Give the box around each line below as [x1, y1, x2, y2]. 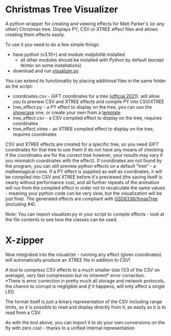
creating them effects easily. [5, 31, 66, 37]
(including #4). [5, 201, 37, 207]
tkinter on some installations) [20, 62, 82, 68]
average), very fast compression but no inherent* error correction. [5, 272, 145, 278]
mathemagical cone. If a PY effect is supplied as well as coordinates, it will [5, 168, 162, 174]
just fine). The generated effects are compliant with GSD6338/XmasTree [5, 195, 158, 202]
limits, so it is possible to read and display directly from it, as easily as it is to [5, 304, 166, 310]
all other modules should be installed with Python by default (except [20, 56, 164, 63]
